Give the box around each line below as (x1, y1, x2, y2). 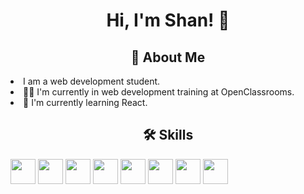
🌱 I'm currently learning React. (23, 97, 148, 108)
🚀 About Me (130, 49, 206, 66)
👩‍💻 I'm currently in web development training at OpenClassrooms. (23, 86, 295, 98)
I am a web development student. (23, 75, 161, 87)
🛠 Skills (142, 127, 194, 144)
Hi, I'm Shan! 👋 (106, 9, 230, 32)
